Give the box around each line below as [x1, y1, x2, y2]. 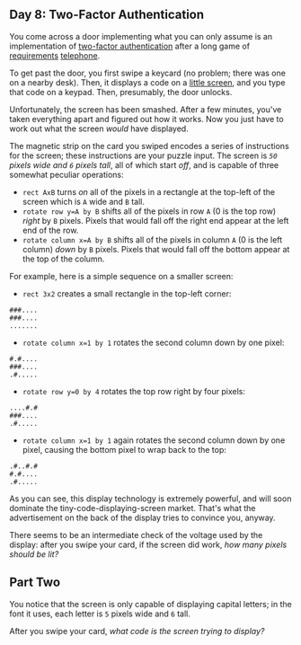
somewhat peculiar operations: [9, 169, 124, 180]
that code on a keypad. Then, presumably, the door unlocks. [9, 86, 233, 97]
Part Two [9, 575, 61, 590]
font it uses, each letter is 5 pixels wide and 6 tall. [9, 608, 190, 619]
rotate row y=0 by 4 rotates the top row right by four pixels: [22, 385, 245, 396]
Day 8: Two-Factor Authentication [9, 7, 205, 22]
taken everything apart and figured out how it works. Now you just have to [9, 113, 285, 124]
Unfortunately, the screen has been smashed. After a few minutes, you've [9, 103, 282, 115]
